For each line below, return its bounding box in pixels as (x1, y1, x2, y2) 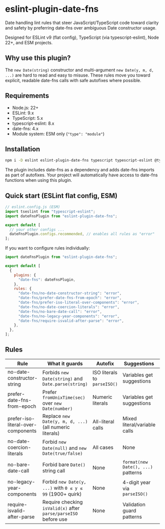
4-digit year (122, 479, 151, 486)
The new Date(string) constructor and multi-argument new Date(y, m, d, (5, 67, 154, 73)
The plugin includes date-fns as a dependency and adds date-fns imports (5, 167, 155, 173)
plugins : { (14, 273, 36, 278)
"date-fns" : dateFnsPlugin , (18, 277, 76, 282)
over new (42, 399, 62, 406)
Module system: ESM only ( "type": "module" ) (12, 131, 105, 137)
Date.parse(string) (42, 381, 88, 387)
